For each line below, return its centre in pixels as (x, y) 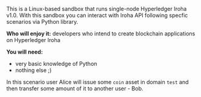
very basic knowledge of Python (56, 64)
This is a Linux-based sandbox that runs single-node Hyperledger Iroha (97, 9)
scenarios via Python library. (42, 22)
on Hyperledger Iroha (33, 40)
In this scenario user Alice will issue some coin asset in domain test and (97, 82)
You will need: (25, 52)
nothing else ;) (33, 70)
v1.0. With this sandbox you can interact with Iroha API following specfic (97, 15)
